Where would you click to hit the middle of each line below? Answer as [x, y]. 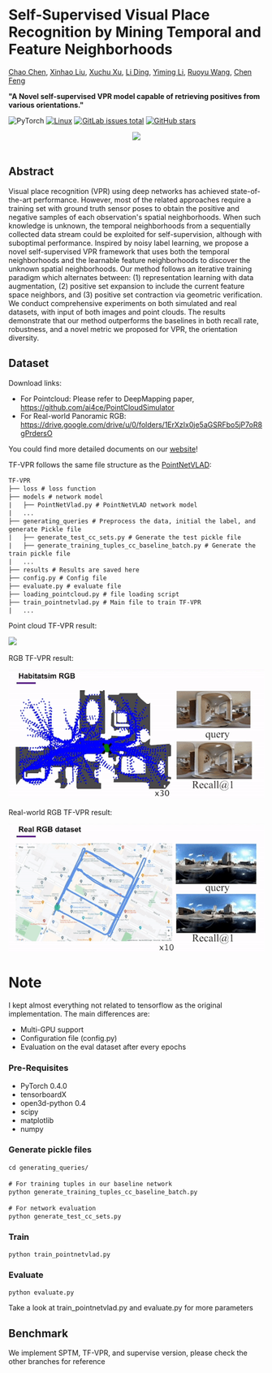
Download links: [35, 382]
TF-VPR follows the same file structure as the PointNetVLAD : [110, 464]
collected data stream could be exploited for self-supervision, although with [135, 234]
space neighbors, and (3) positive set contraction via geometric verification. [135, 295]
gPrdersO [36, 433]
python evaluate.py [41, 1293]
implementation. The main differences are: [79, 1014]
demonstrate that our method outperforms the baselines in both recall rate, [134, 320]
